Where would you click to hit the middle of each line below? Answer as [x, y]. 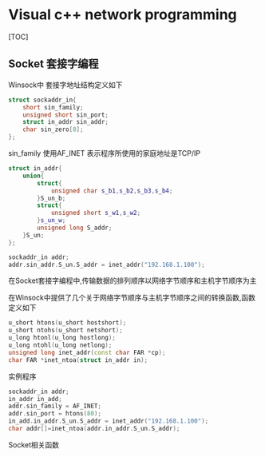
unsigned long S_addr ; [75, 228]
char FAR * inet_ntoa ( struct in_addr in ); [78, 360]
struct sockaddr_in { [43, 100]
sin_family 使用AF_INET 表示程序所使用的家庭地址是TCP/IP [105, 153]
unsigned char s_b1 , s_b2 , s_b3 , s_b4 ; [112, 191]
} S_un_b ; [51, 198]
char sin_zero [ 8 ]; [53, 129]
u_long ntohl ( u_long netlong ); [60, 345]
